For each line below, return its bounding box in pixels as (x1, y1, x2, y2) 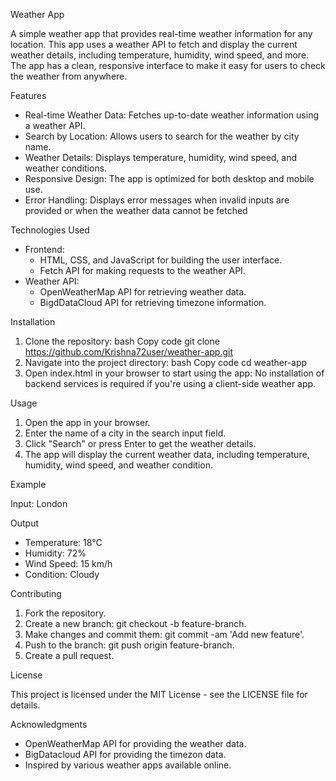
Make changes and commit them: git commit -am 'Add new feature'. (24, 629, 305, 640)
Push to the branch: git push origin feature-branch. (24, 639, 235, 651)
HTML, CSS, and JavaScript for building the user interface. (39, 254, 283, 266)
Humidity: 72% (24, 547, 87, 559)
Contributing (10, 588, 62, 599)
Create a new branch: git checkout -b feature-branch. (24, 618, 247, 629)
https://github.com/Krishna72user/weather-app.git (24, 346, 234, 358)
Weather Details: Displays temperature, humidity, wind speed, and (24, 152, 298, 163)
